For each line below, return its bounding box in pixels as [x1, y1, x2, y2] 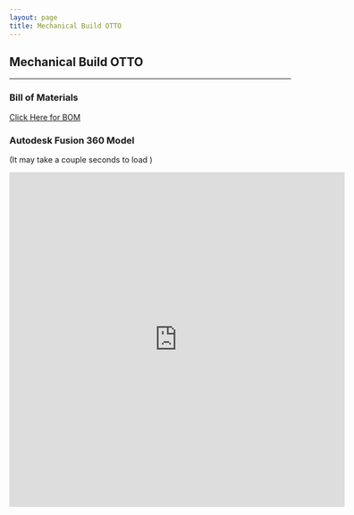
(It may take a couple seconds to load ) [9, 154, 154, 165]
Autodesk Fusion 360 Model [9, 134, 135, 146]
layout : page [9, 12, 58, 22]
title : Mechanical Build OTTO [9, 21, 122, 30]
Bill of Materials [9, 91, 79, 104]
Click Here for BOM [9, 112, 81, 122]
